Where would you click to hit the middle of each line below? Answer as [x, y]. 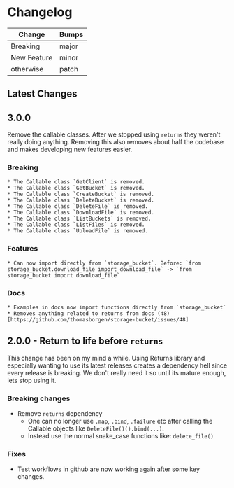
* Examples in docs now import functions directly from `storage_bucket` [117, 308]
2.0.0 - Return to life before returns [85, 341]
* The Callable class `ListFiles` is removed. [76, 225]
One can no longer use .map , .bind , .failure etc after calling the [120, 421]
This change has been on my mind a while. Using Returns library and [106, 358]
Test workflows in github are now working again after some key [109, 469]
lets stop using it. [32, 380]
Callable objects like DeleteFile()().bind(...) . [96, 428]
